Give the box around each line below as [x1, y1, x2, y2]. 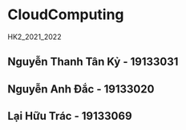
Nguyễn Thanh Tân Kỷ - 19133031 [7, 55, 179, 69]
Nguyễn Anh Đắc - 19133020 [7, 82, 155, 96]
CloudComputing [7, 6, 125, 24]
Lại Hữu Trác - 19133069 [7, 109, 133, 123]
